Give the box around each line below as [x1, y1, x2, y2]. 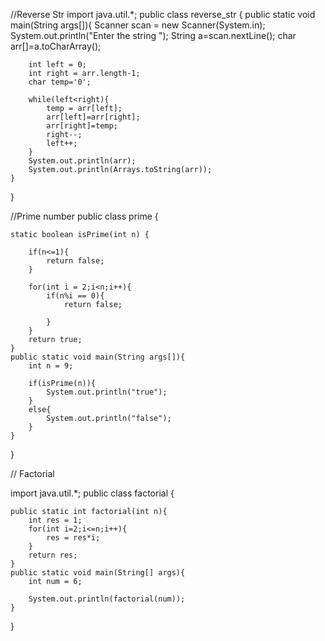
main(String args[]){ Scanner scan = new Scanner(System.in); [10, 19, 266, 31]
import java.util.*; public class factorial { [10, 487, 175, 499]
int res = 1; [28, 515, 83, 525]
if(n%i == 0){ [46, 291, 105, 301]
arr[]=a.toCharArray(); [10, 40, 102, 52]
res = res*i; [46, 533, 101, 543]
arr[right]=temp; [46, 121, 118, 131]
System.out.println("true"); [46, 387, 168, 397]
